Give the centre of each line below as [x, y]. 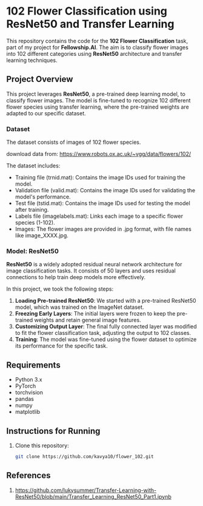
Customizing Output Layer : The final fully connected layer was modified [106, 326]
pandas [25, 399]
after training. [32, 210]
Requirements [33, 365]
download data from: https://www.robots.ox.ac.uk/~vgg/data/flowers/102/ [99, 154]
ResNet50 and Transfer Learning [90, 24]
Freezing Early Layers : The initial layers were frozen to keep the [95, 314]
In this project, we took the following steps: [60, 289]
